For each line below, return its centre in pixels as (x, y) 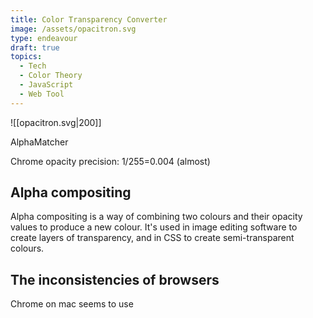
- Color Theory (51, 76)
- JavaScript (46, 85)
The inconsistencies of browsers (115, 279)
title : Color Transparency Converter (89, 19)
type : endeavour (44, 38)
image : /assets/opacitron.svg (73, 29)
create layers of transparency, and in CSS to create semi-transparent (152, 238)
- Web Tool (42, 94)
